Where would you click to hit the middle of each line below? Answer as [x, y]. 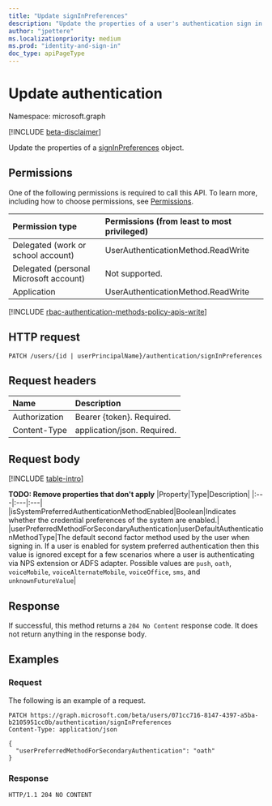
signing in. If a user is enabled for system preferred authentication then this [134, 546]
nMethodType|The [39, 538]
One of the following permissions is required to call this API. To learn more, [133, 192]
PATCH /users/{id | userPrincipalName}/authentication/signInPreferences [136, 356]
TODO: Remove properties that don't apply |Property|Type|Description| [130, 495]
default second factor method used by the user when [161, 538]
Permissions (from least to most [168, 221]
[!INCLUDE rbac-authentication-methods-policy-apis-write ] [108, 311]
